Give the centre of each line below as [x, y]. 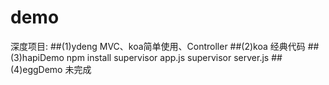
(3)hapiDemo [37, 57]
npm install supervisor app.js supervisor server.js [168, 57]
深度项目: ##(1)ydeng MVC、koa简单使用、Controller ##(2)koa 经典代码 [158, 46]
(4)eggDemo [36, 69]
